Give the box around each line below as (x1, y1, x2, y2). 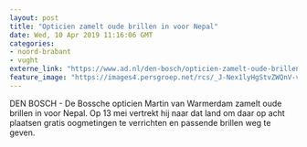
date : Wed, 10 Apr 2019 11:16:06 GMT (9, 30, 153, 39)
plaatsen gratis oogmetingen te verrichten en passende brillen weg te (9, 117, 271, 128)
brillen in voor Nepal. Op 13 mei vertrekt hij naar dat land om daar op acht (9, 107, 285, 119)
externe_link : (9, 65, 64, 74)
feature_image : (9, 73, 68, 82)
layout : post (9, 13, 59, 23)
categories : (9, 38, 55, 48)
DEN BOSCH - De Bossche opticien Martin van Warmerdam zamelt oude (9, 98, 282, 109)
